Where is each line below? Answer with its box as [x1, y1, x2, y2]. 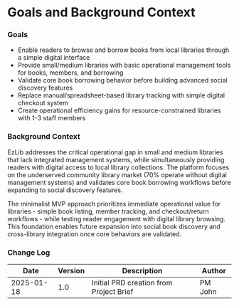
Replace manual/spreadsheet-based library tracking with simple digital [17, 91, 225, 100]
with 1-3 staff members [17, 114, 86, 122]
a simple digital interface [17, 53, 90, 62]
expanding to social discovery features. [7, 186, 123, 194]
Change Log [7, 247, 51, 257]
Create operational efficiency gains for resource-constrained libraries [17, 106, 222, 115]
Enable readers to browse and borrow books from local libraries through [17, 46, 230, 54]
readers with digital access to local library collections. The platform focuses [7, 163, 230, 172]
